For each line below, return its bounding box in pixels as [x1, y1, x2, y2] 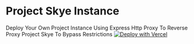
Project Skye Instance [6, 4, 120, 18]
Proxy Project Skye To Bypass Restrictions [6, 30, 113, 37]
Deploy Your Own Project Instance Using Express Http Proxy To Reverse [6, 24, 188, 31]
